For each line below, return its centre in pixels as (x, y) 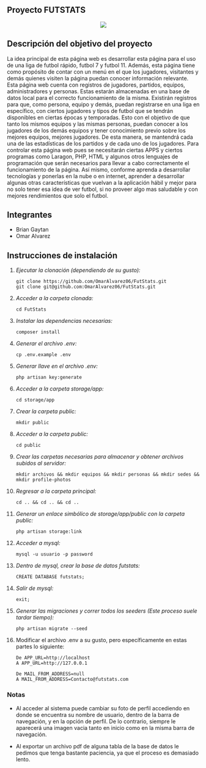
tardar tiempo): (35, 618)
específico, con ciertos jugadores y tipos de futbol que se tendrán (90, 111)
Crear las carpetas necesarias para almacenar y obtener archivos (100, 457)
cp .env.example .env (43, 355)
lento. (23, 759)
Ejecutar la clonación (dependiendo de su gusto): (78, 270)
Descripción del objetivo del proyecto (80, 44)
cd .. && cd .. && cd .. (47, 503)
